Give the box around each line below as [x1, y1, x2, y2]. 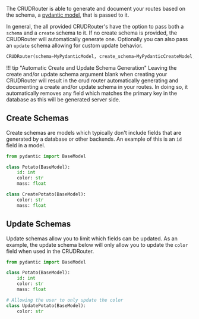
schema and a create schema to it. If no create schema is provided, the [6, 29, 177, 36]
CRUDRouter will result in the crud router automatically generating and [6, 77, 179, 84]
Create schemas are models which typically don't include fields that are [6, 129, 182, 136]
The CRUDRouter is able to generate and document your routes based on [6, 5, 186, 12]
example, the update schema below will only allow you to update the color [6, 241, 188, 248]
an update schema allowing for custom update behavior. [6, 42, 143, 49]
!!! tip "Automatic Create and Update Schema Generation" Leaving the [6, 64, 177, 71]
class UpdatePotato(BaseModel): [6, 302, 86, 309]
